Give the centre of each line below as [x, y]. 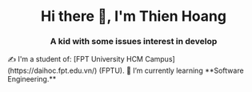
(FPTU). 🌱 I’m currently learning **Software [172, 70]
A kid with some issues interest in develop [134, 42]
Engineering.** [32, 79]
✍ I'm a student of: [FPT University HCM [76, 59]
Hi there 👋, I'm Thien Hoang [134, 16]
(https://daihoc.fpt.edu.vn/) [52, 70]
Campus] [160, 59]
